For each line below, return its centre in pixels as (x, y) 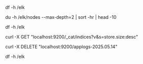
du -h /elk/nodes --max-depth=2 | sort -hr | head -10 (61, 17)
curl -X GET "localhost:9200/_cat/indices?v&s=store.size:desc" (72, 37)
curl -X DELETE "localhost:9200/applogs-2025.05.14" (62, 47)
